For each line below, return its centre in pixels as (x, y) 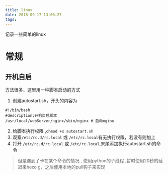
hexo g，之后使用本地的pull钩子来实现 (66, 167)
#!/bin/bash (18, 110)
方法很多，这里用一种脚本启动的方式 (43, 90)
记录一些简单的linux (26, 34)
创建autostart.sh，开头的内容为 (45, 101)
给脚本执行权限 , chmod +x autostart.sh (53, 131)
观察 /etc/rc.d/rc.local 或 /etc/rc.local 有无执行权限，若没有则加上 (84, 138)
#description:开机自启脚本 (31, 116)
